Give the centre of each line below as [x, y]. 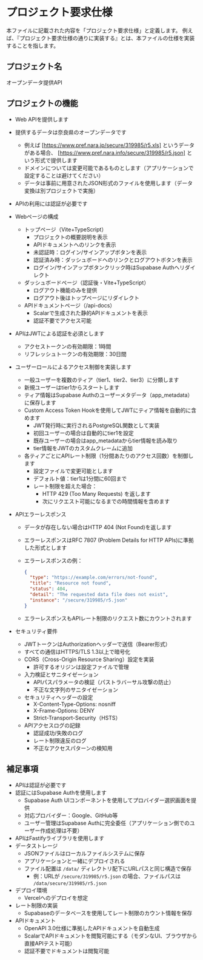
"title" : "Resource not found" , [70, 583]
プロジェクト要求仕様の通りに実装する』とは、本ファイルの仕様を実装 [107, 38]
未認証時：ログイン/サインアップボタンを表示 [90, 252]
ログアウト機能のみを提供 [65, 290]
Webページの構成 [37, 216]
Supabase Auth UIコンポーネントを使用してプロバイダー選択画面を [108, 800]
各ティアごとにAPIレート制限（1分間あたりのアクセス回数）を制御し [109, 456]
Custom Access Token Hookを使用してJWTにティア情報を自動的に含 [110, 410]
